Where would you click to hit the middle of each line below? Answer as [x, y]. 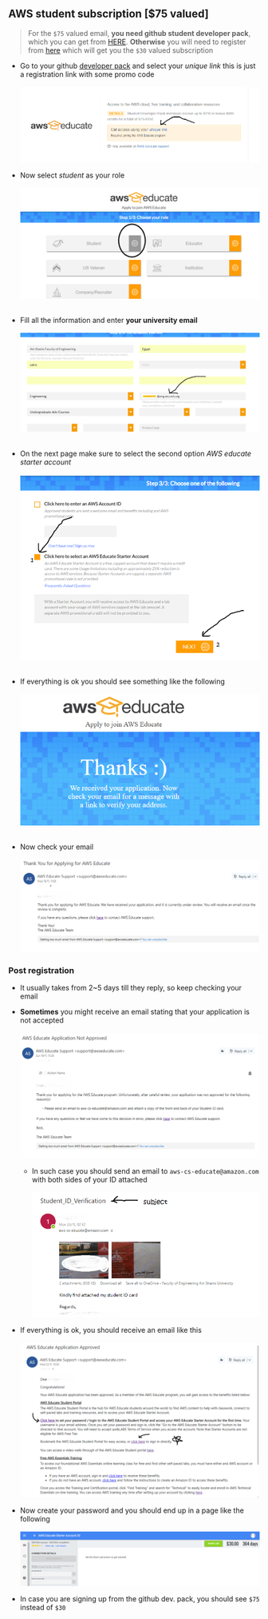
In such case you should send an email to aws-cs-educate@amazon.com [145, 1171]
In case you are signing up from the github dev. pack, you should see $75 [140, 1599]
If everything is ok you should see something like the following [122, 682]
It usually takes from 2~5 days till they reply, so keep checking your [130, 988]
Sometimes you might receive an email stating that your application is [134, 1012]
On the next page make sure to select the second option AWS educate [136, 453]
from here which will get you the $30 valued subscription [120, 50]
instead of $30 [43, 1608]
